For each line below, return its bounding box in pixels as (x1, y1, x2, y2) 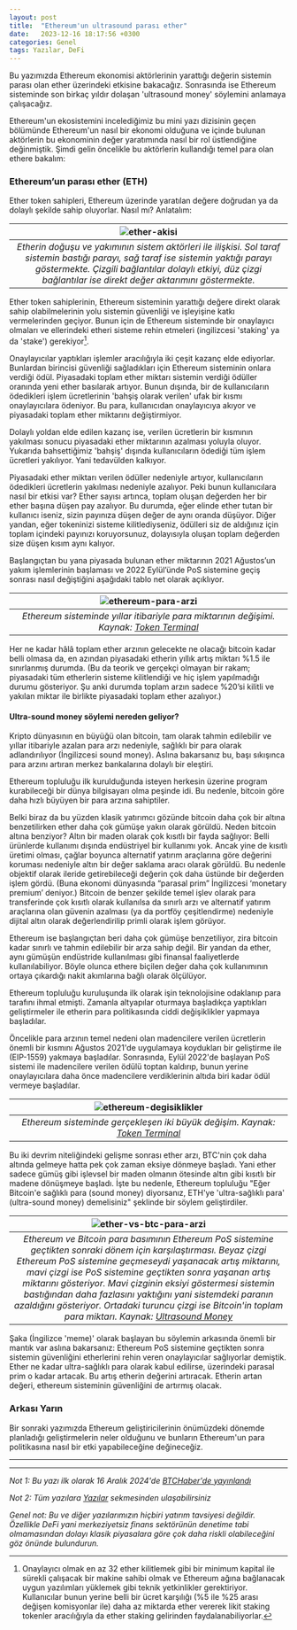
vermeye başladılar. (9, 1080, 80, 1091)
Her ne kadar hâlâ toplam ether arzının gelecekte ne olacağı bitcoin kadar (9, 644, 277, 655)
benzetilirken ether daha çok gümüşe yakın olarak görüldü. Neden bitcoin (9, 821, 277, 833)
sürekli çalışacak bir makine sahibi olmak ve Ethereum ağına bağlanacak (21, 1572, 286, 1583)
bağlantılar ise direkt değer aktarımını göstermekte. (42, 274, 255, 286)
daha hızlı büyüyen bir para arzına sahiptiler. (9, 795, 171, 806)
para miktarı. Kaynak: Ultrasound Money (64, 1310, 233, 1323)
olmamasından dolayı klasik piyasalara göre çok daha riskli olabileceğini (9, 1528, 275, 1539)
